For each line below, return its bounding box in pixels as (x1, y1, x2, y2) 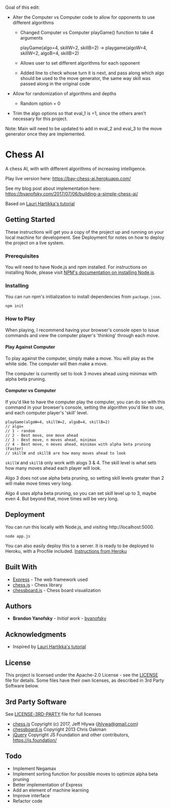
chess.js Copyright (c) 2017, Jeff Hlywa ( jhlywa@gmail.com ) (12, 720, 139, 727)
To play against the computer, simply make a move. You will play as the (5, 355, 154, 361)
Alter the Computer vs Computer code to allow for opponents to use (12, 14, 155, 20)
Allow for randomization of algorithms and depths (12, 91, 117, 96)
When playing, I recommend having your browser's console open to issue (5, 327, 159, 333)
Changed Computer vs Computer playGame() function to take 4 (20, 30, 154, 35)
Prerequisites (5, 252, 39, 259)
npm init (5, 303, 24, 309)
